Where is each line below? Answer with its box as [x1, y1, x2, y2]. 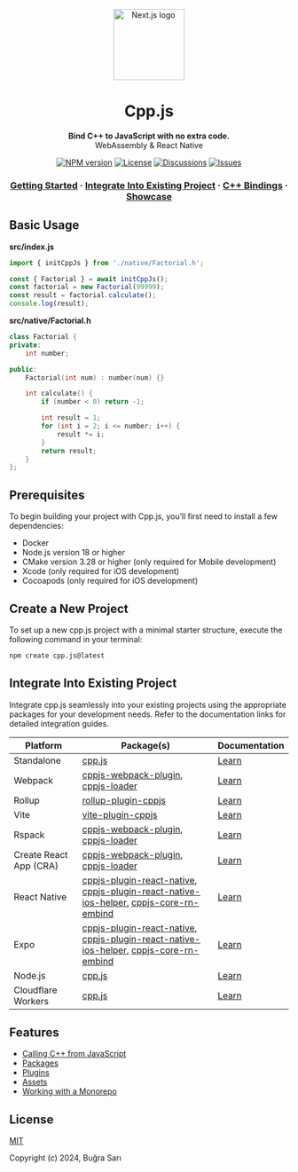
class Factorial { [9, 333, 77, 342]
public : [9, 365, 38, 374]
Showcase [125, 190, 173, 202]
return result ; [41, 446, 98, 455]
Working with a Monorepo [21, 1086, 117, 1097]
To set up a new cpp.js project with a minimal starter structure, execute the [9, 625, 283, 635]
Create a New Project [9, 601, 129, 616]
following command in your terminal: [9, 633, 143, 644]
